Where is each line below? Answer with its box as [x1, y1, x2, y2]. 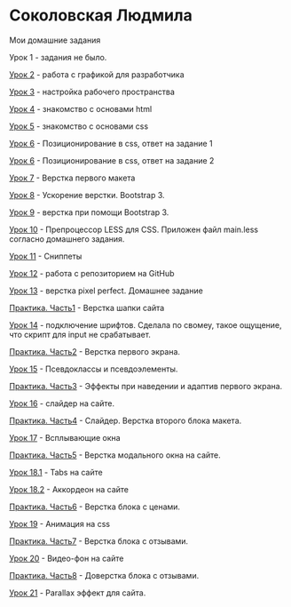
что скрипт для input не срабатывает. [9, 329, 151, 339]
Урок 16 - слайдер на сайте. [9, 397, 115, 409]
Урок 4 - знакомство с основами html [9, 103, 153, 114]
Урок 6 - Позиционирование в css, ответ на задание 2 [9, 155, 215, 165]
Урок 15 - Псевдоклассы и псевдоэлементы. [9, 363, 178, 374]
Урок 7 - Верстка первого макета [9, 172, 136, 183]
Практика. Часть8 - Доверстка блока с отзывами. [9, 570, 200, 580]
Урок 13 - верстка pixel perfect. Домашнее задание [9, 285, 204, 296]
